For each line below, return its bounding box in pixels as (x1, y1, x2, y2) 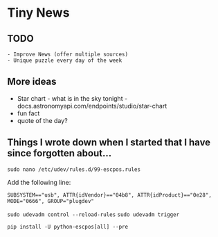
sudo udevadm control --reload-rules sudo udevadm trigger (7, 211, 180, 218)
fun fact (17, 109, 40, 117)
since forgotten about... (7, 147, 112, 159)
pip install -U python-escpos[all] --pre (7, 223, 129, 230)
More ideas (7, 76, 57, 88)
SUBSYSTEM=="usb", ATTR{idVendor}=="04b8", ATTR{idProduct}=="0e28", (7, 191, 212, 199)
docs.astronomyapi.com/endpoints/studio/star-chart (17, 101, 167, 110)
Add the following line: (7, 178, 71, 186)
